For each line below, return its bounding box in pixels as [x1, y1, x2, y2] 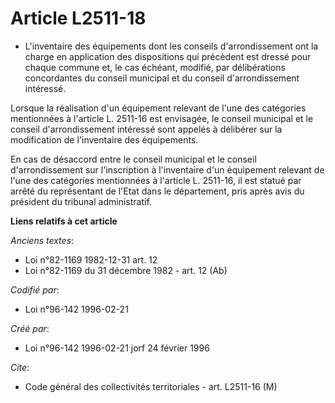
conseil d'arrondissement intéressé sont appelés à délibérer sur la [10, 123, 283, 135]
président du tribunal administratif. [10, 195, 152, 207]
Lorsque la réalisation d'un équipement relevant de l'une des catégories [10, 102, 307, 114]
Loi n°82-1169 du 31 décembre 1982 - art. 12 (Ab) [24, 264, 228, 276]
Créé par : [10, 322, 50, 334]
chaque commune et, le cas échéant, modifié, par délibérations [24, 61, 286, 73]
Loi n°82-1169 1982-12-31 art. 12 [24, 253, 158, 266]
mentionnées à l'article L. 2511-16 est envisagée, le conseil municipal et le [10, 112, 314, 124]
